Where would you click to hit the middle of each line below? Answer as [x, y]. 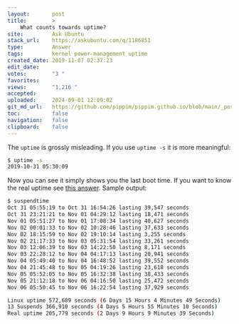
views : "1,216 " [43, 87]
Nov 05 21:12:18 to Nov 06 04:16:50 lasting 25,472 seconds [99, 280]
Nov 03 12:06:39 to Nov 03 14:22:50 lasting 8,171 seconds [97, 248]
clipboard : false [38, 127]
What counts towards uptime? [63, 27]
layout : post [36, 14]
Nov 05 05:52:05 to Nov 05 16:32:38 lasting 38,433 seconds [99, 274]
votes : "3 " [36, 74]
